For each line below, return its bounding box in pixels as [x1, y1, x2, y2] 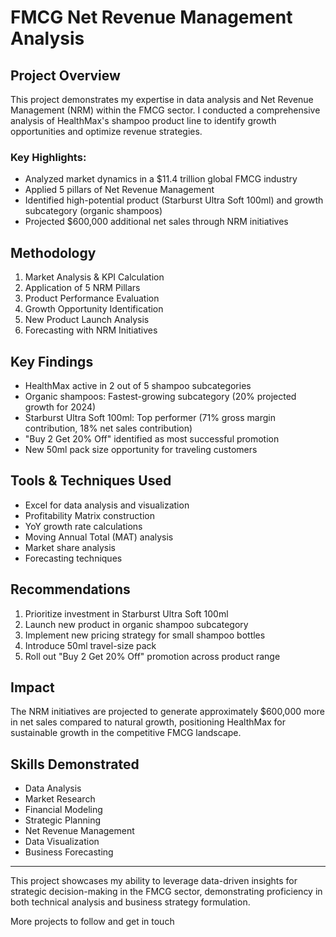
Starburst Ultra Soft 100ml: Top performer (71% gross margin [24, 411, 276, 423]
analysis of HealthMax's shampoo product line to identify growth [10, 115, 277, 126]
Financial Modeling [24, 804, 103, 816]
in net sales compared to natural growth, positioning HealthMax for [10, 716, 287, 728]
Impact [10, 679, 55, 696]
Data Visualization [24, 836, 100, 848]
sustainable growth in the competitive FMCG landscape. [10, 727, 242, 739]
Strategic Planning [24, 814, 101, 826]
